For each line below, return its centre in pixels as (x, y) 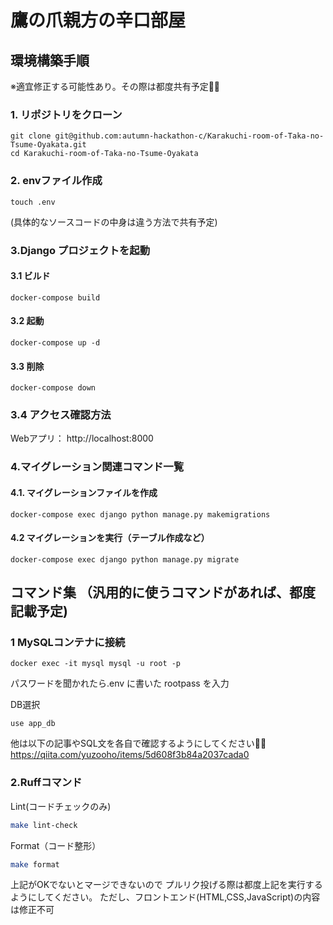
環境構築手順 (50, 60)
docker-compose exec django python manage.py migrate (125, 559)
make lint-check (44, 825)
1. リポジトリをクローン (66, 114)
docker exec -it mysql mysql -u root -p (96, 664)
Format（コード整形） (56, 845)
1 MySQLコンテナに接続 (68, 643)
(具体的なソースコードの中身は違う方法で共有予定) (114, 222)
